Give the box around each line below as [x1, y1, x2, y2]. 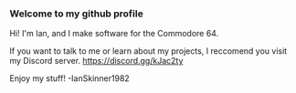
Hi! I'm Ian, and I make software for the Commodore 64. [9, 28, 219, 39]
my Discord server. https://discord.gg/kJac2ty [9, 56, 184, 67]
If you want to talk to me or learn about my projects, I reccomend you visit [9, 46, 288, 57]
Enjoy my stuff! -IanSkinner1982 [9, 73, 130, 84]
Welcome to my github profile [9, 7, 143, 20]
